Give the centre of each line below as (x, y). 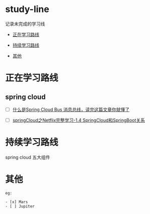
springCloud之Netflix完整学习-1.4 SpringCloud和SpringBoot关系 (79, 120)
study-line (27, 9)
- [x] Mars (17, 202)
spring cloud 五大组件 (28, 157)
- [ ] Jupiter (20, 206)
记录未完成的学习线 (25, 24)
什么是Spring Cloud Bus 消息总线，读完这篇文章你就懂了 (71, 110)
